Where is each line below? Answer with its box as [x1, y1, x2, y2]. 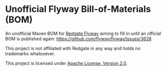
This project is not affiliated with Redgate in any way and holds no [5, 45, 141, 51]
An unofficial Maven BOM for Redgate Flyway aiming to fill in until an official [5, 30, 161, 36]
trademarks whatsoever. [5, 51, 55, 57]
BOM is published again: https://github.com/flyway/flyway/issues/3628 [5, 36, 151, 42]
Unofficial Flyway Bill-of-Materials [5, 3, 151, 15]
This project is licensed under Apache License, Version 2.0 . [5, 60, 127, 66]
